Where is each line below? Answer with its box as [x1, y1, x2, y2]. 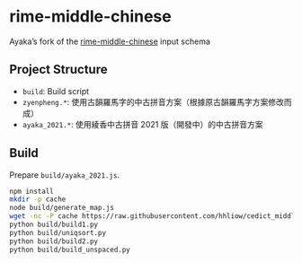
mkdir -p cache [9, 195, 67, 204]
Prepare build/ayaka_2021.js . [9, 169, 120, 180]
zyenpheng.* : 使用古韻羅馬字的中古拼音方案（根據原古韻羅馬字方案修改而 [22, 96, 292, 107]
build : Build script [22, 85, 90, 96]
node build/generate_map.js [9, 204, 115, 213]
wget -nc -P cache [9, 212, 78, 221]
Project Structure [9, 62, 108, 77]
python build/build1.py [9, 220, 99, 230]
